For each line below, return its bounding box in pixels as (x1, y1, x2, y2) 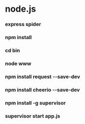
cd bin (5, 47, 20, 54)
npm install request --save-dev (5, 73, 80, 80)
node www (5, 60, 32, 67)
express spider (5, 21, 41, 28)
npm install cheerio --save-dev (5, 86, 80, 93)
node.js (5, 3, 36, 15)
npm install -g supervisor (5, 99, 66, 106)
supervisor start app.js (5, 112, 61, 119)
